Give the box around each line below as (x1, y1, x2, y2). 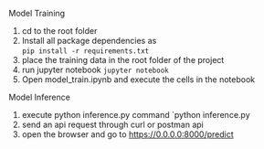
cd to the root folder (21, 26, 98, 36)
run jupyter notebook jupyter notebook (21, 64, 170, 75)
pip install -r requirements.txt (21, 47, 150, 56)
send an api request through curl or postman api (21, 119, 205, 130)
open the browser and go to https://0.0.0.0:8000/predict (21, 129, 234, 140)
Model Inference (8, 91, 70, 102)
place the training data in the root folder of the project (21, 55, 225, 65)
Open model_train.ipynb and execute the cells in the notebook (21, 74, 256, 85)
